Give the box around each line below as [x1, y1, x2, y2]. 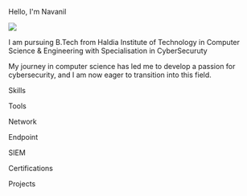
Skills [8, 86, 27, 95]
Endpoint [8, 133, 39, 141]
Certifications [8, 164, 54, 173]
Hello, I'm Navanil [8, 7, 67, 16]
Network [8, 116, 38, 126]
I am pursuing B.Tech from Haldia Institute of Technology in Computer [8, 38, 240, 47]
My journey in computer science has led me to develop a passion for [8, 62, 236, 71]
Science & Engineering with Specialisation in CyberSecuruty [8, 46, 208, 55]
